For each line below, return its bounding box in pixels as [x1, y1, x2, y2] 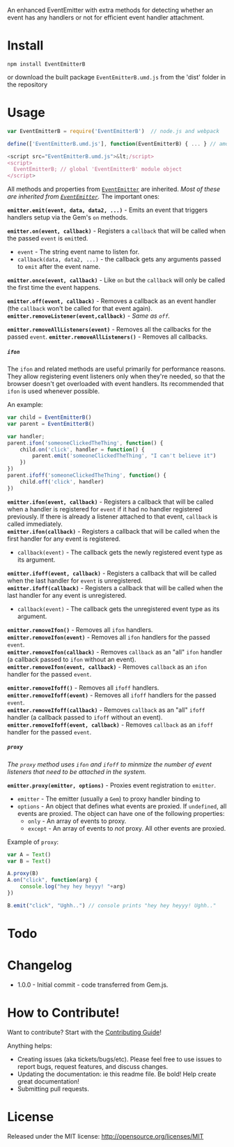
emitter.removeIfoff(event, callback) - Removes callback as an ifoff [7, 721, 214, 729]
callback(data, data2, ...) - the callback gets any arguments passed [17, 255, 221, 263]
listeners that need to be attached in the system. [7, 767, 146, 776]
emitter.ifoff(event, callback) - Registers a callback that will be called [7, 569, 217, 577]
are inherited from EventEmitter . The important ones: [7, 192, 160, 201]
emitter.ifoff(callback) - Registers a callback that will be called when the [7, 583, 224, 592]
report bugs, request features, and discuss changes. [17, 1062, 169, 1070]
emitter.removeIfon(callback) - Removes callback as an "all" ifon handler [7, 647, 223, 656]
